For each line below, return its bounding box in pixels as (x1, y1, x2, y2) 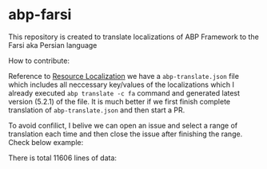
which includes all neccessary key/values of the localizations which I (8, 80, 234, 89)
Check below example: (8, 137, 84, 147)
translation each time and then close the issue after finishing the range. (8, 129, 243, 139)
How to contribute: (8, 56, 70, 65)
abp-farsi (8, 6, 72, 24)
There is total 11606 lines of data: (8, 153, 118, 163)
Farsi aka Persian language (8, 40, 98, 49)
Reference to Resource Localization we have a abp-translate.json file (8, 71, 240, 81)
